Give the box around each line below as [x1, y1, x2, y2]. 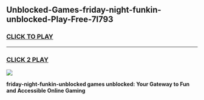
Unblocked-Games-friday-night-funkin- [6, 5, 162, 15]
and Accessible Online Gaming [6, 87, 86, 94]
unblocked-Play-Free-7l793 [6, 15, 114, 25]
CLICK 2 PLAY [6, 55, 49, 64]
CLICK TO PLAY [6, 33, 53, 41]
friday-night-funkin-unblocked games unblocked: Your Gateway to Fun [6, 80, 190, 87]
